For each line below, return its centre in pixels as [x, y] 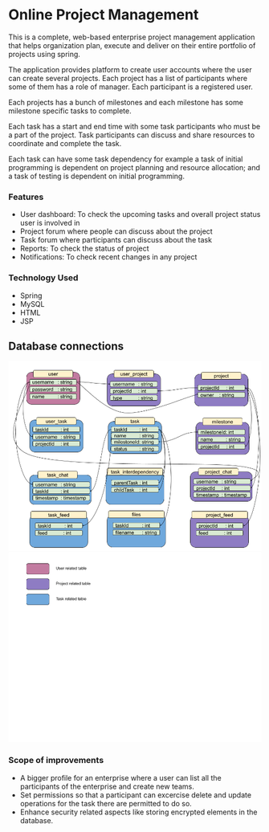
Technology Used [43, 278]
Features [26, 197]
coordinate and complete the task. [65, 143]
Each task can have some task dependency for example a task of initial [126, 159]
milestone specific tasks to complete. [70, 111]
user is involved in [50, 223]
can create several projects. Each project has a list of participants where [128, 78]
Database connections [66, 346]
